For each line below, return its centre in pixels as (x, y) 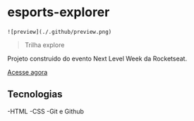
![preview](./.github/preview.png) (60, 32)
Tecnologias (35, 95)
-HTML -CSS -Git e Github (46, 111)
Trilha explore (44, 45)
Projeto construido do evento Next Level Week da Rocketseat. (97, 58)
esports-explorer (59, 12)
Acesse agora (28, 72)
